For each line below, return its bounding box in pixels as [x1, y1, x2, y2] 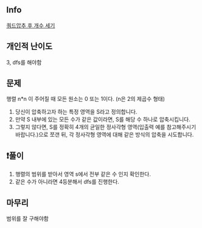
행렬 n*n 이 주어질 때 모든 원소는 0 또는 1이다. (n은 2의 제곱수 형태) [6, 95, 165, 103]
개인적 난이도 [6, 41, 53, 52]
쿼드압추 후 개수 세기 [6, 21, 55, 29]
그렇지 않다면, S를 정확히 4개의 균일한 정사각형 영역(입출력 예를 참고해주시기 [15, 123, 197, 131]
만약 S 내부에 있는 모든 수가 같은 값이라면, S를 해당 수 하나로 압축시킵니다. [15, 116, 190, 123]
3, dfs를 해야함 [6, 58, 42, 66]
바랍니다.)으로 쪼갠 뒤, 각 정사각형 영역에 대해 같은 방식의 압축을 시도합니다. [15, 131, 194, 139]
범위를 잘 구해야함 [6, 215, 49, 223]
